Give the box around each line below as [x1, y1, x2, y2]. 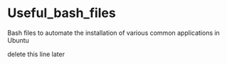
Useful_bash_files [7, 5, 116, 21]
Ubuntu [7, 36, 30, 44]
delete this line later [7, 50, 65, 58]
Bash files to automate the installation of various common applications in [7, 28, 221, 37]
